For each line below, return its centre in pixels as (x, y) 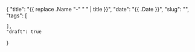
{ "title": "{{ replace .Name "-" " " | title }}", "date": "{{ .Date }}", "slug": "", (97, 9)
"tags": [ (17, 16)
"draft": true (24, 32)
